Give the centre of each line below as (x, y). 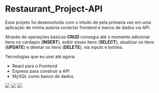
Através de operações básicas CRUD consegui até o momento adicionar (78, 37)
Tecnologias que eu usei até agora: (40, 56)
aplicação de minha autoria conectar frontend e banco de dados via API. (78, 27)
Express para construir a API (41, 71)
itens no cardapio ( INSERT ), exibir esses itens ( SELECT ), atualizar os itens (80, 42)
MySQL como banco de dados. (43, 76)
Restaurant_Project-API (54, 9)
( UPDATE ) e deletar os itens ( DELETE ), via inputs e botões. (64, 47)
